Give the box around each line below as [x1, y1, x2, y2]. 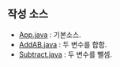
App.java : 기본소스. [18, 30, 81, 39]
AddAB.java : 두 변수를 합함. [18, 39, 107, 49]
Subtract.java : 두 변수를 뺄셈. [18, 50, 112, 59]
